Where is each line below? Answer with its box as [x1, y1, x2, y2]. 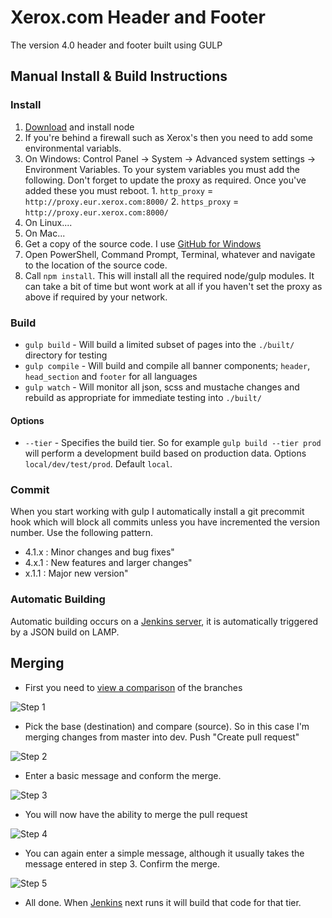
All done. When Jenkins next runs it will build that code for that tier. [24, 896, 302, 908]
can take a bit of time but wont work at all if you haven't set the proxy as [24, 280, 323, 292]
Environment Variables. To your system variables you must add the [24, 163, 301, 175]
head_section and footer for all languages [24, 370, 198, 382]
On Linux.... [24, 216, 73, 228]
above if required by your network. [24, 291, 168, 303]
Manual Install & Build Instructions [10, 68, 228, 85]
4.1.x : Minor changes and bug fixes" [24, 546, 175, 558]
